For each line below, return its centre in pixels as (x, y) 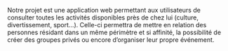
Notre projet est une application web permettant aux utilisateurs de (104, 10)
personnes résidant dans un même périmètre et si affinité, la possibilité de (114, 32)
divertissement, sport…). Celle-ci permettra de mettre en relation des (107, 25)
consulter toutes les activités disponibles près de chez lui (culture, (103, 17)
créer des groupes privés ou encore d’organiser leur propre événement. (111, 40)
